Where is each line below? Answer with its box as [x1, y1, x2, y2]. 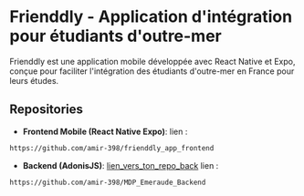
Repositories [9, 102, 84, 118]
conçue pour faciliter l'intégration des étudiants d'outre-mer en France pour [9, 66, 295, 77]
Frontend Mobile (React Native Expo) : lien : [22, 126, 188, 137]
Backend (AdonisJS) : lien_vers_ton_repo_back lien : [22, 160, 219, 170]
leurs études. [9, 75, 59, 86]
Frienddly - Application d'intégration [9, 6, 293, 27]
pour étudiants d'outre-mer [9, 26, 222, 46]
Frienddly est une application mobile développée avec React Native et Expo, [9, 56, 296, 67]
